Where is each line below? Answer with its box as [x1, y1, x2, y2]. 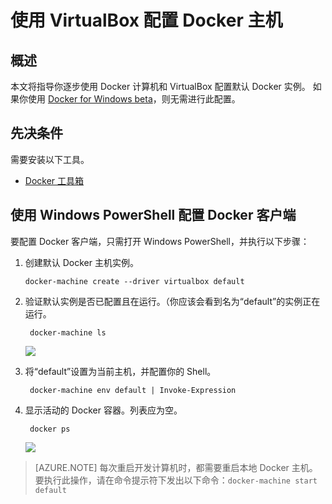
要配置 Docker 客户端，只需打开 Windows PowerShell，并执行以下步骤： [10, 235, 310, 247]
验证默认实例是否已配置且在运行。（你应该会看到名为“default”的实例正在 [24, 295, 321, 307]
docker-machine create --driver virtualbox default [24, 276, 245, 286]
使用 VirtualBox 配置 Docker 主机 [10, 9, 283, 32]
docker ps [29, 424, 71, 434]
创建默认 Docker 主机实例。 [24, 256, 139, 268]
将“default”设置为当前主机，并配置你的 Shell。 [24, 365, 217, 377]
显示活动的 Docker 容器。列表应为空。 [24, 404, 183, 416]
